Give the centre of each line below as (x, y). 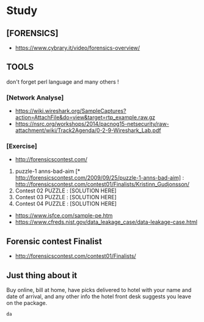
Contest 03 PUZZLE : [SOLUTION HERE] (66, 197)
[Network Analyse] (35, 97)
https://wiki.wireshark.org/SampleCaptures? (71, 111)
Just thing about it (42, 275)
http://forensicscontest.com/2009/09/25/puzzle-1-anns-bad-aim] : (100, 178)
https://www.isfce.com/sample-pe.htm (64, 216)
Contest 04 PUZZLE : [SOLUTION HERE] (66, 204)
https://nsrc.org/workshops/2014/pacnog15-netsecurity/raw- (92, 124)
